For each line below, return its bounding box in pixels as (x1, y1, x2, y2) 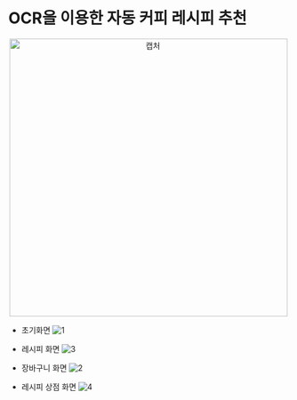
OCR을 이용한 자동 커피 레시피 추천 (8, 8, 247, 28)
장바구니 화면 (20, 362, 68, 373)
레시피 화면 (20, 343, 60, 354)
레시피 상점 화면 (20, 381, 76, 392)
